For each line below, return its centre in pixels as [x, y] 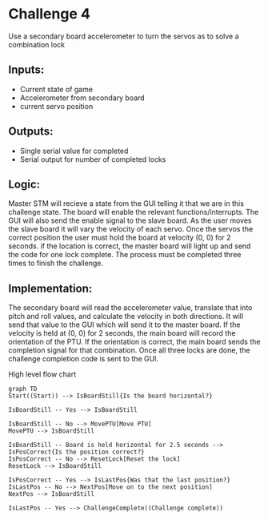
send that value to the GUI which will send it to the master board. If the [124, 324]
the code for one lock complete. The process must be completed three [125, 255]
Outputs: [31, 132]
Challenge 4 [49, 14]
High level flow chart [42, 374]
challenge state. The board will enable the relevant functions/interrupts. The [134, 212]
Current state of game [56, 89]
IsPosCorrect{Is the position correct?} [77, 452]
